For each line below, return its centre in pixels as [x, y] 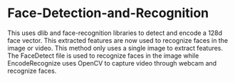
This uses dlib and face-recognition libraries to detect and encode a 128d [115, 33]
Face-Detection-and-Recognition [108, 13]
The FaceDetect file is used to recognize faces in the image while [103, 56]
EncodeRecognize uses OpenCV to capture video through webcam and [112, 63]
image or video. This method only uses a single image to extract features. [115, 48]
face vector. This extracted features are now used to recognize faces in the [118, 40]
